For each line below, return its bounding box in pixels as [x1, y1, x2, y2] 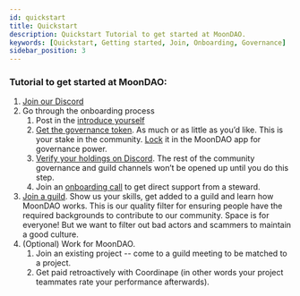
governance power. [35, 144, 107, 155]
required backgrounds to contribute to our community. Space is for [21, 210, 270, 221]
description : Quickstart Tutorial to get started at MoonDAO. [9, 30, 246, 38]
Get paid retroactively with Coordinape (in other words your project [35, 267, 284, 278]
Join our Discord [21, 96, 84, 107]
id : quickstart [9, 13, 66, 22]
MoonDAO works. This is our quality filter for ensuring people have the [21, 200, 283, 211]
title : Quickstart [9, 21, 78, 30]
